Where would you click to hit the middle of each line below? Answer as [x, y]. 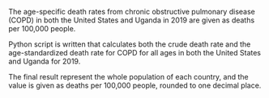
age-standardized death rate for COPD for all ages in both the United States [135, 53]
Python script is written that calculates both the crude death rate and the [130, 44]
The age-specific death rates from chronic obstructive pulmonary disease [132, 12]
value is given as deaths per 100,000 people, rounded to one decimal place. [135, 85]
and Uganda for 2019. [45, 61]
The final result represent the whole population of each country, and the [128, 77]
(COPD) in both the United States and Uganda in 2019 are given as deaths [132, 20]
